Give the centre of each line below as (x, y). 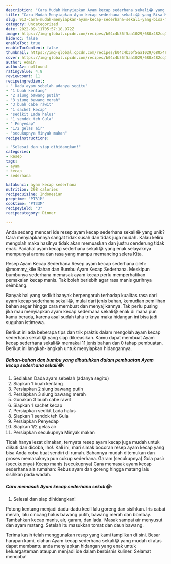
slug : (11, 19)
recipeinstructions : (28, 138)
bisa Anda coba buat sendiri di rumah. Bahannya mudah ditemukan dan (80, 453)
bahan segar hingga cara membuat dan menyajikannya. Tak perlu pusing (82, 306)
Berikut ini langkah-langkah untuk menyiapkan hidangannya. (69, 348)
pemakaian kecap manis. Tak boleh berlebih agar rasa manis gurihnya (79, 280)
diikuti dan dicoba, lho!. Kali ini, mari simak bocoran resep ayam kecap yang (85, 448)
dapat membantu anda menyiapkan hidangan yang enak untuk (71, 546)
